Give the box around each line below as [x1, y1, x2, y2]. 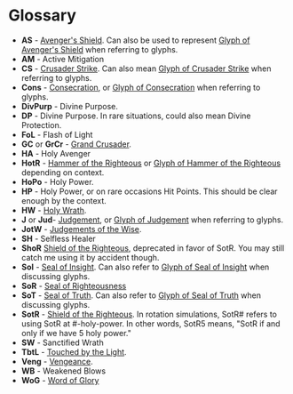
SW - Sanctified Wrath [20, 337, 104, 348]
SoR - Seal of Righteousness [20, 280, 127, 291]
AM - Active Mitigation [20, 53, 105, 64]
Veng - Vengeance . [20, 356, 94, 366]
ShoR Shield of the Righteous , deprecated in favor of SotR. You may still [20, 242, 285, 253]
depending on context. [20, 166, 105, 178]
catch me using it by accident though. [20, 252, 160, 262]
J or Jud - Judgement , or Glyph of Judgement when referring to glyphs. [20, 214, 284, 225]
